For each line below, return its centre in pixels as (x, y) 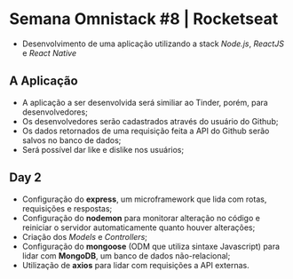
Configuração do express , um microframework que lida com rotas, (144, 199)
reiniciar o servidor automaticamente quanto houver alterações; (139, 227)
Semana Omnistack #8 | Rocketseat (144, 19)
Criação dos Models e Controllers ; (85, 236)
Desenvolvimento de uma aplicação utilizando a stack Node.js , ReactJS (153, 44)
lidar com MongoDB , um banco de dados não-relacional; (126, 255)
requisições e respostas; (67, 208)
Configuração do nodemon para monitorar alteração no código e (141, 218)
